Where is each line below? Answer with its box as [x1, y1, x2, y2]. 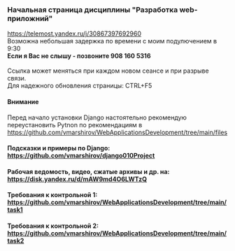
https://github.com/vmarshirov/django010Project [7, 152, 155, 160]
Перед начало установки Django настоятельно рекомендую [7, 113, 187, 122]
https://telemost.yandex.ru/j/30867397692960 [7, 29, 142, 38]
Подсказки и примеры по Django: [7, 144, 111, 152]
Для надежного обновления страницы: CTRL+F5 [7, 82, 152, 90]
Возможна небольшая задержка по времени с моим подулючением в [7, 37, 218, 45]
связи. [7, 74, 27, 83]
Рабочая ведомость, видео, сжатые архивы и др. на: [7, 167, 170, 175]
